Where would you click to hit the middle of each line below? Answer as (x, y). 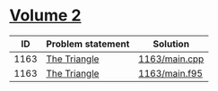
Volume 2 (45, 16)
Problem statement (88, 44)
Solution (171, 44)
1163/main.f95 (171, 73)
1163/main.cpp (171, 59)
